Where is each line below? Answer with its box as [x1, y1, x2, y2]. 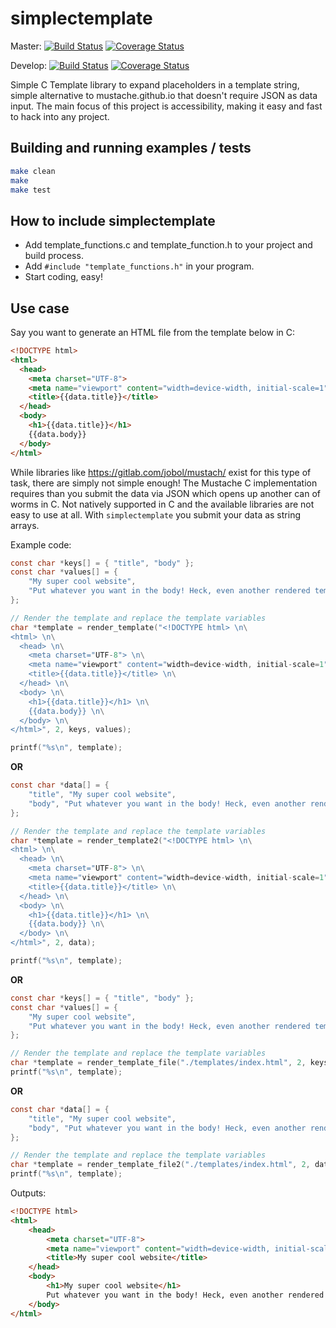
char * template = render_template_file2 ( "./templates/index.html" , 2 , [10, 1160, 311, 1170]
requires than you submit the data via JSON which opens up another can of [10, 487, 321, 499]
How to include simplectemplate [10, 212, 216, 229]
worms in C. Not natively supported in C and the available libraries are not [10, 498, 315, 510]
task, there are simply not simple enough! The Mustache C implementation [10, 477, 318, 489]
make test [10, 185, 52, 195]
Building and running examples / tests [10, 140, 252, 157]
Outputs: [10, 1187, 47, 1199]
